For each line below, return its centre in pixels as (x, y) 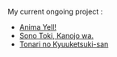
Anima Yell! (38, 27)
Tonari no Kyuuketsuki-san (64, 44)
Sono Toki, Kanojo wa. (56, 36)
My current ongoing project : (55, 12)
